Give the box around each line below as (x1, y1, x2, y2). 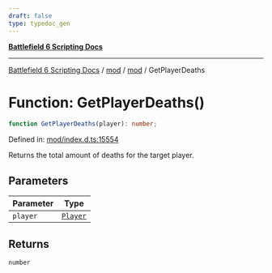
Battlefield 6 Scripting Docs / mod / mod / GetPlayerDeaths (8, 65, 206, 75)
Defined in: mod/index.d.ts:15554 (8, 134, 119, 144)
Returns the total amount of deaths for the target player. (8, 151, 194, 160)
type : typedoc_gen (8, 19, 70, 28)
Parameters (8, 173, 69, 187)
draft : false (8, 11, 53, 20)
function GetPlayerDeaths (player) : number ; (8, 120, 158, 128)
